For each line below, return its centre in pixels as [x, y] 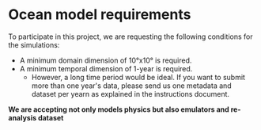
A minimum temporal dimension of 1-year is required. [106, 68]
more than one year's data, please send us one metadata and [131, 86]
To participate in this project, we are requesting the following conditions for [130, 36]
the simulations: [34, 44]
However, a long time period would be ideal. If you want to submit [138, 77]
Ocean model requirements [100, 15]
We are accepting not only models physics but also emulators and [119, 109]
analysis [23, 117]
